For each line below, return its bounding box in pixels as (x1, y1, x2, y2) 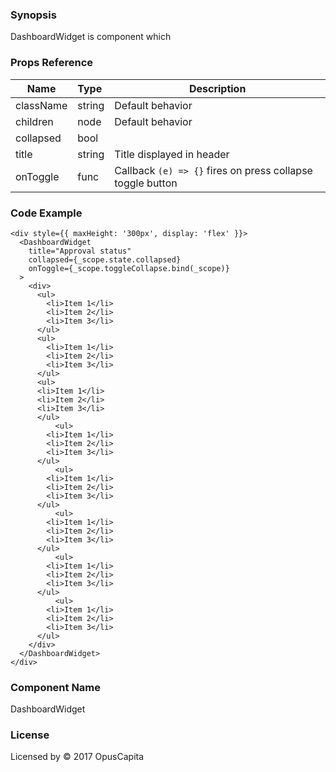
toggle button (114, 176, 178, 190)
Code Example (10, 206, 83, 220)
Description (188, 81, 247, 95)
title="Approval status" (28, 246, 132, 256)
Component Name (10, 680, 102, 694)
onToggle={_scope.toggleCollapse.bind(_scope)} (28, 263, 230, 273)
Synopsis (10, 8, 57, 22)
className (15, 98, 68, 112)
